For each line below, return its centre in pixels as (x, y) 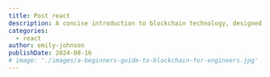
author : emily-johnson (46, 46)
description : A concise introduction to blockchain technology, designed (135, 23)
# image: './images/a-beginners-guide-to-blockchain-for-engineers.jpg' (133, 61)
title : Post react (39, 16)
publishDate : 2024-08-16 (50, 53)
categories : (28, 30)
